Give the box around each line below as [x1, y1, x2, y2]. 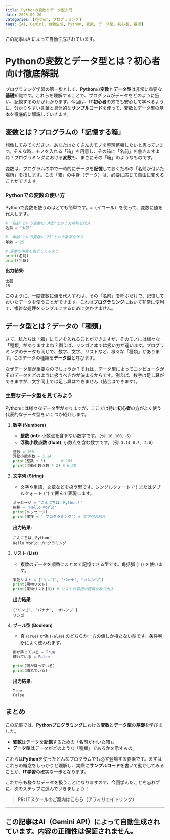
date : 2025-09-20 [5, 12, 42, 17]
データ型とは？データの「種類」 [5, 322, 105, 330]
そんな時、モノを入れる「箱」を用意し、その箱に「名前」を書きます [13, 148, 156, 154]
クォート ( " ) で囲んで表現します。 [24, 490, 95, 496]
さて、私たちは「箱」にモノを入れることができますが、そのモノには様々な [5, 336, 160, 342]
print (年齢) [5, 258, 29, 263]
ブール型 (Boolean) [12, 622, 53, 628]
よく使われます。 [29, 639, 64, 646]
